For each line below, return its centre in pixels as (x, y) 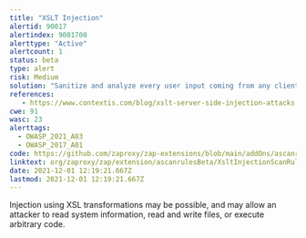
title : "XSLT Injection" (56, 18)
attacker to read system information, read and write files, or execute (137, 214)
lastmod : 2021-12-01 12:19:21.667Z (77, 179)
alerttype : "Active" (49, 43)
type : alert (32, 69)
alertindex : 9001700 (49, 35)
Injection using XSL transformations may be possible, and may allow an (143, 205)
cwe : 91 (24, 111)
